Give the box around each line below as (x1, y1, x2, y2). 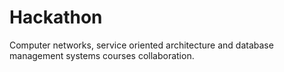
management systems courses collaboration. (9, 49, 195, 61)
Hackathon (9, 6, 103, 29)
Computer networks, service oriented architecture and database (9, 39, 274, 51)
